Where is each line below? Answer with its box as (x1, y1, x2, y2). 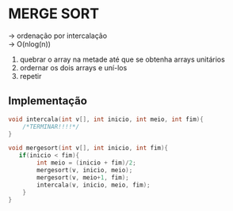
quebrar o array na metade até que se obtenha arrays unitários (19, 55, 226, 64)
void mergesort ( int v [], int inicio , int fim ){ (8, 144, 169, 153)
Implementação (8, 94, 87, 107)
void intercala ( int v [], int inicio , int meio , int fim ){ (8, 115, 204, 123)
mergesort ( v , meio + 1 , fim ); (36, 173, 129, 182)
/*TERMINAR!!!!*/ (22, 122, 80, 130)
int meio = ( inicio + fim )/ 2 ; (36, 159, 136, 167)
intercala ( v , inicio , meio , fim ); (36, 181, 151, 189)
